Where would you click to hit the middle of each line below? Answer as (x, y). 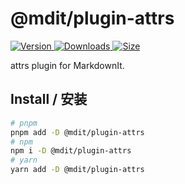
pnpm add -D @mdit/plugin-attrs (77, 132)
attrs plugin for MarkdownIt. (67, 65)
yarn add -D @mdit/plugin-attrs (77, 170)
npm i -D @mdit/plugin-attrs (71, 151)
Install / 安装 (49, 99)
